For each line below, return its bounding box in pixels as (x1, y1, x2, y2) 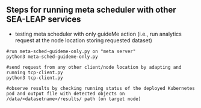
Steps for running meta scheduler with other (6, 5, 176, 15)
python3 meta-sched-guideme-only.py (6, 54, 98, 60)
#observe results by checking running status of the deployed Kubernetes (6, 85, 196, 91)
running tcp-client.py (6, 69, 63, 75)
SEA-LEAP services (6, 14, 81, 25)
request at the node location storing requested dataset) (14, 36, 152, 44)
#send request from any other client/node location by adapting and (6, 64, 182, 70)
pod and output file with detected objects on (6, 91, 125, 97)
